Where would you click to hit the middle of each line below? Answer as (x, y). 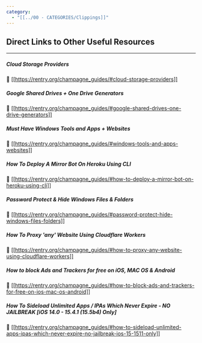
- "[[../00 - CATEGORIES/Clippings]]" (60, 17)
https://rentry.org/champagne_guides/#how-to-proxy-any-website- (98, 250)
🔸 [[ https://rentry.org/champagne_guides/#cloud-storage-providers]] (92, 80)
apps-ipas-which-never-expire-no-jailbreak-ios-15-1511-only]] (83, 334)
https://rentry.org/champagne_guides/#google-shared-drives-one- (98, 109)
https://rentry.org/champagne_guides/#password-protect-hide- (94, 215)
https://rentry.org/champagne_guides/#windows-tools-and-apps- (96, 144)
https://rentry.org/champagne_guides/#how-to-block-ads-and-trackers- (105, 285)
